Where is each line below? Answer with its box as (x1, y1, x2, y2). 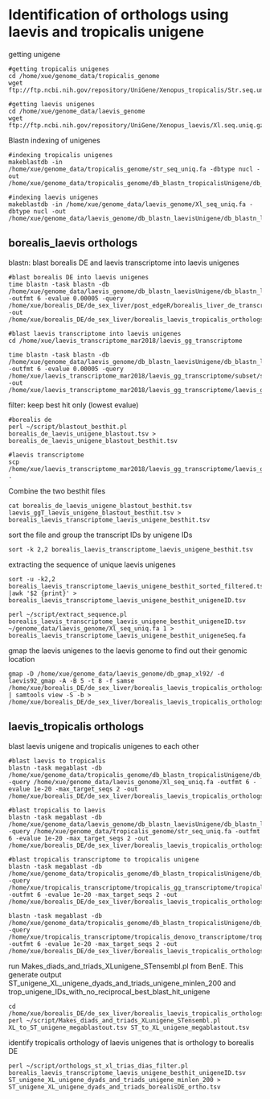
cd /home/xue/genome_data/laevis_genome (8, 107, 146, 115)
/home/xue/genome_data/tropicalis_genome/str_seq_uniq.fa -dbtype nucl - (8, 165, 261, 173)
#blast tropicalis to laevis (8, 806, 106, 814)
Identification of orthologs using (8, 6, 229, 24)
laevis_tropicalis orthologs (8, 720, 145, 733)
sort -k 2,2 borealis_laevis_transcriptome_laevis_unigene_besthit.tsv (8, 545, 253, 553)
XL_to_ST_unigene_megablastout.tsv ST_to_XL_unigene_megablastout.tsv (8, 1023, 250, 1031)
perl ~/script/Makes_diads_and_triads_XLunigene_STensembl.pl (8, 1016, 221, 1024)
